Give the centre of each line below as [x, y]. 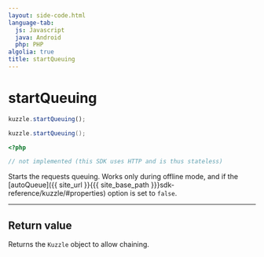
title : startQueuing [42, 60]
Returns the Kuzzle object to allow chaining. [79, 244]
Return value [40, 225]
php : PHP [29, 45]
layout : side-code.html [47, 15]
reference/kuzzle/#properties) [57, 193]
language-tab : [31, 23]
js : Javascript [40, 30]
